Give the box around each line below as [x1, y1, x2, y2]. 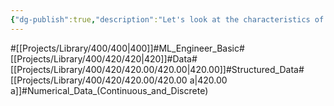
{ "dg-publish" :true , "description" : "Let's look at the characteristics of [10, 14, 325, 25]
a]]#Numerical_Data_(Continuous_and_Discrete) [10, 84, 209, 96]
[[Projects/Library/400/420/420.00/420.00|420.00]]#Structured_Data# [10, 63, 305, 75]
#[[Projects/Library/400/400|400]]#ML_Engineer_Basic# [10, 42, 245, 54]
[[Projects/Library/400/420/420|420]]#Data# [10, 52, 198, 65]
